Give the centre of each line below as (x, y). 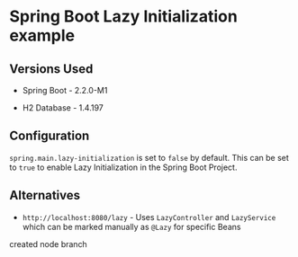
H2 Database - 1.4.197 (63, 108)
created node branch (48, 244)
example (42, 35)
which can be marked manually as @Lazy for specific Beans (131, 226)
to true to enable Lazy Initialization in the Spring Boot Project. (123, 167)
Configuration (50, 136)
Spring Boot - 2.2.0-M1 (65, 90)
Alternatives (45, 195)
